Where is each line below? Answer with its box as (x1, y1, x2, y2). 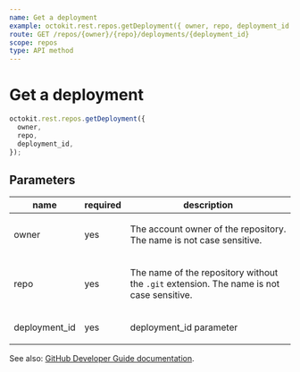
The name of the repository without (129, 266, 279, 279)
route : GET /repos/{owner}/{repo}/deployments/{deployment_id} (9, 30, 250, 38)
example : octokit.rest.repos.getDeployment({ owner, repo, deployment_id (9, 21, 290, 30)
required (84, 199, 122, 211)
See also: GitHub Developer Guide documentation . (9, 353, 195, 364)
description (182, 199, 234, 211)
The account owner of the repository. (129, 223, 287, 235)
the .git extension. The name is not (129, 278, 279, 291)
